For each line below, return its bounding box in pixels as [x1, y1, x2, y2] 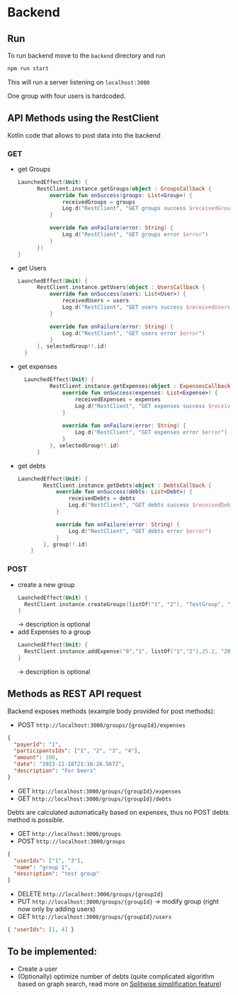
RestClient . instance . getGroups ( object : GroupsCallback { [36, 185, 212, 192]
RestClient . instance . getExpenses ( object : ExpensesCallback [49, 383, 231, 390]
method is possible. [7, 815, 65, 824]
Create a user [17, 964, 58, 973]
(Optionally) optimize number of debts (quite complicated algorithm [17, 972, 215, 980]
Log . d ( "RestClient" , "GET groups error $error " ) [62, 231, 209, 238]
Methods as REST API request [7, 688, 142, 700]
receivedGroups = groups [62, 198, 136, 206]
